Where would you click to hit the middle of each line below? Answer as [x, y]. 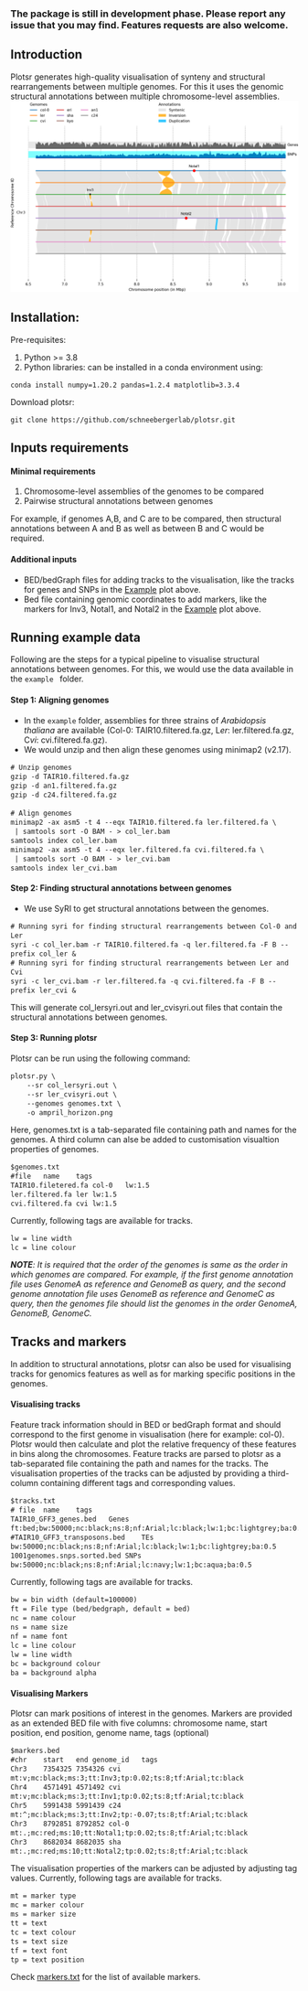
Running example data [75, 637]
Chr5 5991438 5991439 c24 [66, 1806]
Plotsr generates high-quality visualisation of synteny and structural [138, 77]
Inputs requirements [69, 448]
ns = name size [39, 1627]
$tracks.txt [33, 1501]
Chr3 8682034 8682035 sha [66, 1842]
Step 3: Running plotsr [54, 1038]
